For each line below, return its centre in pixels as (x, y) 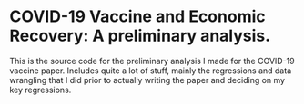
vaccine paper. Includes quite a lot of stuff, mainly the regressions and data (151, 71)
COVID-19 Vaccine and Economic (137, 17)
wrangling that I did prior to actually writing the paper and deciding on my (147, 80)
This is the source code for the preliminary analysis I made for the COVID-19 (152, 61)
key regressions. (41, 90)
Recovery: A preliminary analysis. (140, 36)
